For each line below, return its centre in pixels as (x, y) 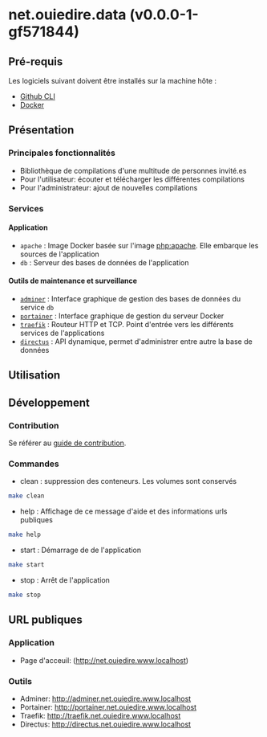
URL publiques (45, 620)
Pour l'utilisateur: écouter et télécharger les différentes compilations (132, 179)
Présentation (41, 130)
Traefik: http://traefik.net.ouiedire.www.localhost (100, 715)
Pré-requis (36, 61)
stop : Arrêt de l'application (65, 580)
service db (37, 308)
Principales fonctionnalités (62, 153)
